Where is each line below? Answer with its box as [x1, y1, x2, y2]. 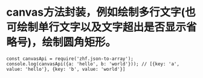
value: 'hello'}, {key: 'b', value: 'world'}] [6, 66, 126, 72]
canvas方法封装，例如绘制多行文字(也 [6, 5, 196, 19]
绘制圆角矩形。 [42, 35, 117, 49]
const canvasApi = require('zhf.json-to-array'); [6, 55, 134, 62]
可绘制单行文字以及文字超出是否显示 [6, 20, 187, 34]
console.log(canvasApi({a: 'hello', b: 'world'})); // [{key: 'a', [6, 61, 180, 67]
